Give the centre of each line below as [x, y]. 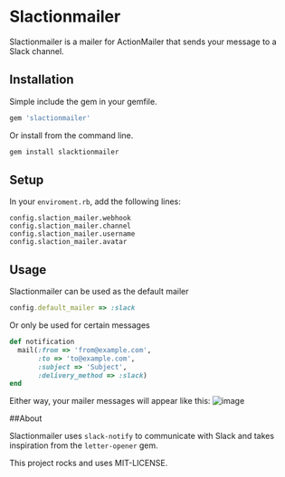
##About [26, 418]
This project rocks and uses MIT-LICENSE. [89, 463]
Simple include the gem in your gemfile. [83, 101]
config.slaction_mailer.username [72, 234]
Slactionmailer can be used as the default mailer [99, 292]
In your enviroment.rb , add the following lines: [95, 201]
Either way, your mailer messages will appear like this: [110, 401]
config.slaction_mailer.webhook [70, 219]
